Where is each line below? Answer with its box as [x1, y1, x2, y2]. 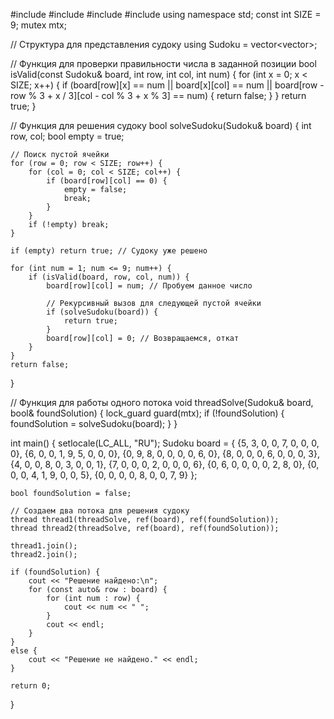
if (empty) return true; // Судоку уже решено [10, 246, 208, 256]
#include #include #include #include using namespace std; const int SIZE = [10, 9, 322, 20]
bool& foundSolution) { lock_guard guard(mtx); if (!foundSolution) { [10, 407, 285, 419]
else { [10, 646, 38, 656]
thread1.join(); [10, 541, 78, 551]
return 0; [10, 681, 52, 691]
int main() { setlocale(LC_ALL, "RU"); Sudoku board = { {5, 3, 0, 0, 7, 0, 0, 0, [10, 437, 320, 449]
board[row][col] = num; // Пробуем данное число [46, 281, 253, 291]
